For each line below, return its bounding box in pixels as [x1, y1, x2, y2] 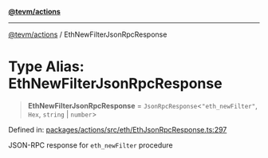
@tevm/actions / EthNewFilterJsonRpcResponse [8, 30, 167, 39]
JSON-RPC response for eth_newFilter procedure [8, 140, 173, 150]
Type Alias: [8, 57, 85, 76]
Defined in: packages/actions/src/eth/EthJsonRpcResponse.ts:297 [8, 124, 227, 134]
